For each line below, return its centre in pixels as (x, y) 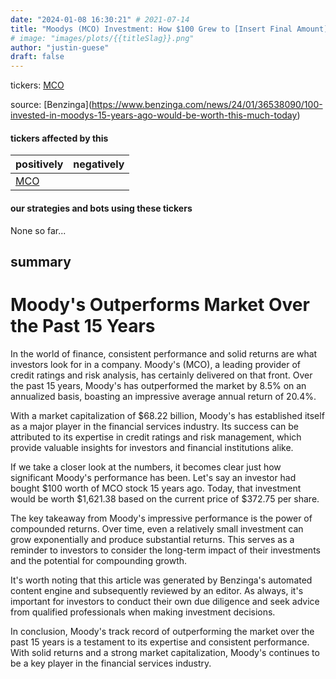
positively (39, 164)
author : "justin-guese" (60, 47)
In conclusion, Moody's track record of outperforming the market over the (162, 631)
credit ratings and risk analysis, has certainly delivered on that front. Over (161, 375)
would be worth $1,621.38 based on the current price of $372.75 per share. (165, 498)
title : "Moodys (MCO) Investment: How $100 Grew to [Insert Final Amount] (169, 29)
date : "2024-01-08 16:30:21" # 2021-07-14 (100, 19)
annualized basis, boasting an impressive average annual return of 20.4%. (163, 396)
